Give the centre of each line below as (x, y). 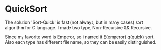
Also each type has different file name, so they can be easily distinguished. (81, 42)
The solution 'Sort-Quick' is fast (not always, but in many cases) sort (74, 22)
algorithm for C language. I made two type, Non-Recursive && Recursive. (79, 27)
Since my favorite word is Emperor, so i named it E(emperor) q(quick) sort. (80, 37)
